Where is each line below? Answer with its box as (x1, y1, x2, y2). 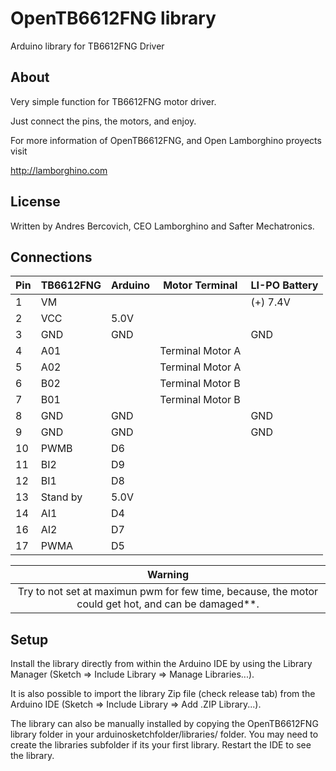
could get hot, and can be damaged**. (76, 597, 260, 611)
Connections (10, 248, 93, 266)
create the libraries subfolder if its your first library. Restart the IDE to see (10, 739, 312, 751)
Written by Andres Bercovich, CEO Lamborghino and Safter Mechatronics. (10, 220, 315, 232)
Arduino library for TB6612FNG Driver (10, 40, 165, 52)
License (10, 193, 61, 211)
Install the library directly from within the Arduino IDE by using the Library (10, 658, 313, 670)
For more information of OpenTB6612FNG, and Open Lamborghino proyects (10, 134, 322, 146)
